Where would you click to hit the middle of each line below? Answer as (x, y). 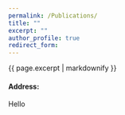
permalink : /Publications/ (53, 16)
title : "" (25, 23)
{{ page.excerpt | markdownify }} (62, 68)
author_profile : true (44, 38)
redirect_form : (33, 46)
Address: (24, 86)
